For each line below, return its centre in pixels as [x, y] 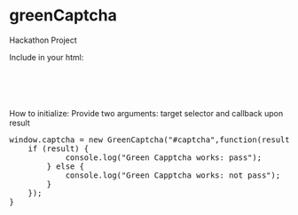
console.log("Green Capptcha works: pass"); [164, 157]
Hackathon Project [43, 40]
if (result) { [59, 148]
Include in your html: [47, 57]
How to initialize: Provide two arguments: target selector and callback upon [146, 113]
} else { [65, 166]
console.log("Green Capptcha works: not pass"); [173, 175]
